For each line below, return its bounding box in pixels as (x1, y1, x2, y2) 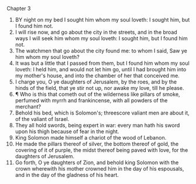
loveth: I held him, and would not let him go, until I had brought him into (15, 66, 187, 72)
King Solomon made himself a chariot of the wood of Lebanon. (15, 134, 167, 141)
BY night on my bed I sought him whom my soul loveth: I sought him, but (15, 16, 190, 23)
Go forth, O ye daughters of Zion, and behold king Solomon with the (15, 159, 179, 166)
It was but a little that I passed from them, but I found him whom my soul (15, 60, 190, 67)
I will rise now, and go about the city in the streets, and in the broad (15, 29, 177, 36)
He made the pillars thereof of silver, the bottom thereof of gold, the (15, 140, 179, 147)
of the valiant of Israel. (15, 116, 70, 122)
